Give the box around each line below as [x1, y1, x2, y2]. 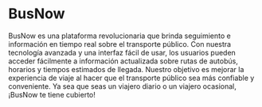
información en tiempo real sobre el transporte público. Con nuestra [8, 39, 232, 48]
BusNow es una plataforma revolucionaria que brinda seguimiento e [8, 31, 231, 40]
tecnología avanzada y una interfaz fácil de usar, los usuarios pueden [8, 48, 237, 57]
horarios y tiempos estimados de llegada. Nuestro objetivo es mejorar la [8, 64, 244, 74]
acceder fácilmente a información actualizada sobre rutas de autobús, [8, 56, 239, 66]
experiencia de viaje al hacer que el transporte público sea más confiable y [8, 73, 255, 82]
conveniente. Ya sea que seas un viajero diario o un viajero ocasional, [8, 81, 237, 91]
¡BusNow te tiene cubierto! [8, 90, 96, 99]
